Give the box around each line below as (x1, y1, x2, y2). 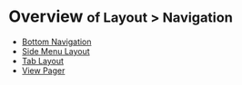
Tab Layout (21, 55, 65, 66)
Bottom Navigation (21, 36, 92, 47)
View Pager (21, 65, 66, 76)
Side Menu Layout (21, 45, 90, 56)
